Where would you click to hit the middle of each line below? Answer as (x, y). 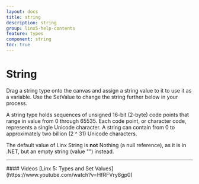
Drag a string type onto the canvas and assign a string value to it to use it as (99, 90)
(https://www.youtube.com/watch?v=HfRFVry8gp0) (70, 175)
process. (17, 103)
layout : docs (22, 12)
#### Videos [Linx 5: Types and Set (50, 168)
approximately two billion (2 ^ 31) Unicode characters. (72, 134)
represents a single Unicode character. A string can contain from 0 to (91, 127)
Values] (104, 168)
